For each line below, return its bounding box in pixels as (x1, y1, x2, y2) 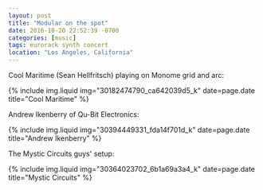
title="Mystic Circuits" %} (8, 173, 93, 182)
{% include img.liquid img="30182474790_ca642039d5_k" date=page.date (8, 86, 255, 95)
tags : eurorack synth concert (8, 41, 109, 49)
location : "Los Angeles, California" (8, 48, 134, 56)
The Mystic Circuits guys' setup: (8, 149, 115, 158)
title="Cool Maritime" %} (8, 95, 89, 103)
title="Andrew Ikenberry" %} (8, 134, 102, 143)
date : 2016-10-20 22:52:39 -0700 (8, 26, 120, 34)
